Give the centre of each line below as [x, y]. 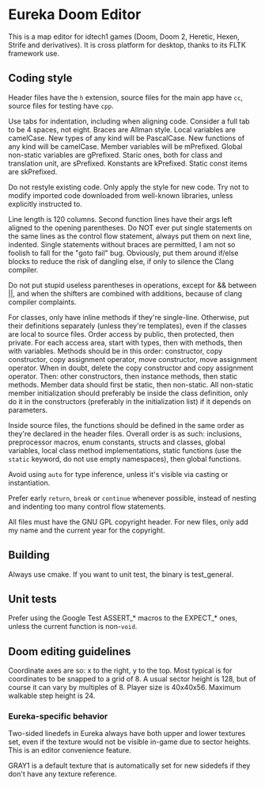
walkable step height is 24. [52, 696]
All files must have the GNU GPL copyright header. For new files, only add [129, 521]
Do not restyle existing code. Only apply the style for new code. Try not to [129, 187]
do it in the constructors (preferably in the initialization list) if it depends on [130, 401]
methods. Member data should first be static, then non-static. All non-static [131, 384]
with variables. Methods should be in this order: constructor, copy [115, 351]
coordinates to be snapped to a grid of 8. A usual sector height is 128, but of [132, 679]
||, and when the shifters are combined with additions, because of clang [125, 293]
